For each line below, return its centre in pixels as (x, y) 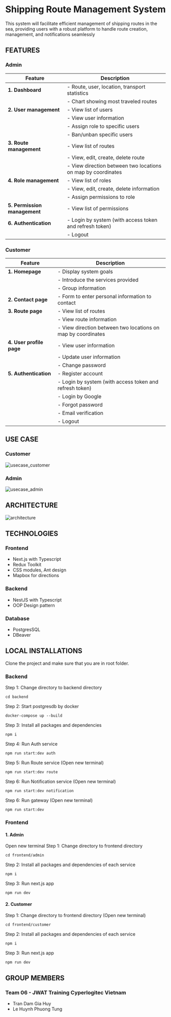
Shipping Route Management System (85, 9)
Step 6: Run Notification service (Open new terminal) (61, 781)
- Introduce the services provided (98, 280)
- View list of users (90, 110)
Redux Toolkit (27, 565)
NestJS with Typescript (37, 599)
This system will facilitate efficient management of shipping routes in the (81, 23)
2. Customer (19, 904)
